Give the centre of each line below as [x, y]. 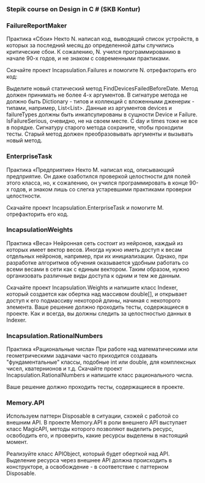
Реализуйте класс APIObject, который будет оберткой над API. [88, 454]
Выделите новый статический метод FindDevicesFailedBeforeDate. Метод [102, 89]
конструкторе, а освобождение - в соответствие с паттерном [88, 467]
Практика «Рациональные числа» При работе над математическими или [102, 349]
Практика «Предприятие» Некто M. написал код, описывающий [90, 169]
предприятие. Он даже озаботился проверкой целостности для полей [99, 176]
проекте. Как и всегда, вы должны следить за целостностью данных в [99, 313]
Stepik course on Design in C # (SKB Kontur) [73, 9]
